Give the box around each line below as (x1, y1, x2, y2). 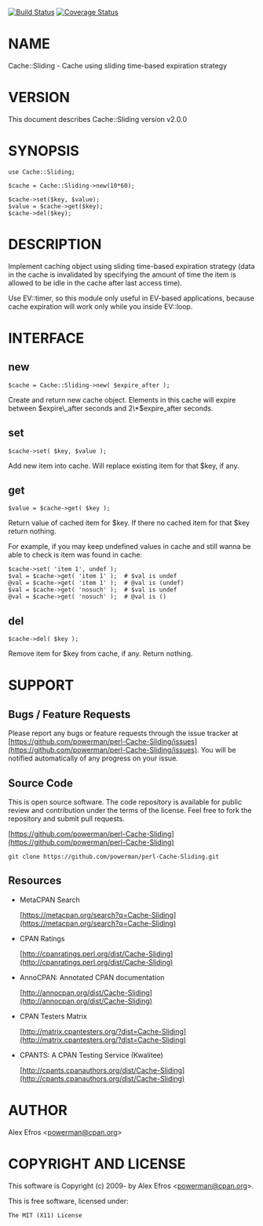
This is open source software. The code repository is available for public (8, 797, 242, 806)
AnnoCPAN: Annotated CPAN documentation (19, 972, 165, 982)
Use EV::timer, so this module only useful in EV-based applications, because (8, 293, 255, 303)
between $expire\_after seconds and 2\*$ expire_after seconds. (8, 403, 214, 413)
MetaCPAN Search (19, 895, 80, 904)
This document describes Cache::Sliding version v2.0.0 (8, 114, 188, 123)
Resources (8, 874, 62, 888)
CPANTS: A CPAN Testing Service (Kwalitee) (19, 1050, 163, 1059)
